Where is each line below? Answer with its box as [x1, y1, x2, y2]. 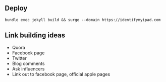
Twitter [12, 55, 27, 61]
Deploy [5, 4, 28, 13]
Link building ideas [5, 31, 66, 40]
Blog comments [12, 60, 45, 66]
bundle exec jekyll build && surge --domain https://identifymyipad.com [5, 17, 161, 22]
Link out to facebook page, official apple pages [12, 71, 110, 77]
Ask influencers [12, 65, 45, 72]
